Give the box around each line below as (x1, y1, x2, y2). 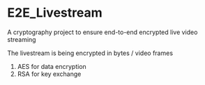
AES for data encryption (17, 62, 87, 70)
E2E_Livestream (7, 5, 102, 21)
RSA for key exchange (17, 70, 82, 78)
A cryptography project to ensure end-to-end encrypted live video (7, 28, 198, 36)
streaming (7, 35, 36, 43)
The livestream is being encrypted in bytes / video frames (7, 49, 173, 57)
